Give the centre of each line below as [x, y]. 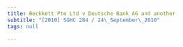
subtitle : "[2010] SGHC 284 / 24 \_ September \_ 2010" [83, 20]
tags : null [23, 26]
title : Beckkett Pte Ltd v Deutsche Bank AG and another [91, 13]
